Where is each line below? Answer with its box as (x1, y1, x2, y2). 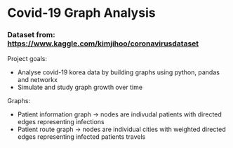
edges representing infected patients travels (17, 133, 146, 141)
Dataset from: (7, 30, 55, 40)
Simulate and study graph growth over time (17, 83, 142, 92)
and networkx (17, 76, 58, 84)
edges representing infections (17, 118, 105, 126)
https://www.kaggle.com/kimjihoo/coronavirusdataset (7, 39, 199, 48)
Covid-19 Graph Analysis (7, 5, 156, 21)
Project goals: (7, 55, 48, 63)
